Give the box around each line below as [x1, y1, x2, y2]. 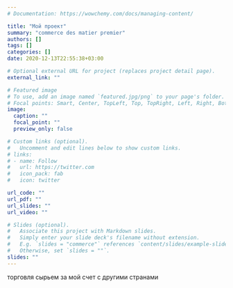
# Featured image [7, 86, 58, 94]
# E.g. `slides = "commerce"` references [7, 241, 135, 248]
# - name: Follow [7, 157, 58, 164]
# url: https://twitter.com [7, 164, 95, 171]
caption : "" [13, 113, 49, 120]
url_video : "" [7, 209, 49, 216]
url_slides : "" [7, 202, 51, 209]
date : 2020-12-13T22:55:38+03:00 [7, 55, 104, 63]
